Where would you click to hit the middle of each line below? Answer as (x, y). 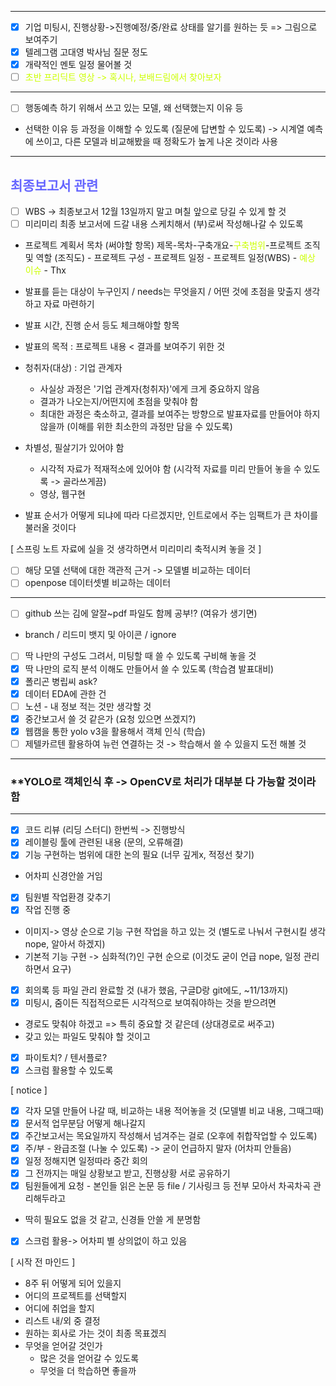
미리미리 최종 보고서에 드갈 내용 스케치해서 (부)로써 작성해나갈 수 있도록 (164, 224)
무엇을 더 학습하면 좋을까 (88, 1371)
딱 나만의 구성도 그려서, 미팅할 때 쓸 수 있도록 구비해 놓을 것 (140, 656)
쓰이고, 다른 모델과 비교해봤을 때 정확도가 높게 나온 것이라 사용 (156, 142)
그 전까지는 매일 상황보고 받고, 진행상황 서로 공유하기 (127, 1173)
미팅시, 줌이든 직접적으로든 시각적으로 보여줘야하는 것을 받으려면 (150, 1002)
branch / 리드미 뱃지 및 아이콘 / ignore (100, 635)
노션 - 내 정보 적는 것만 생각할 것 (88, 706)
